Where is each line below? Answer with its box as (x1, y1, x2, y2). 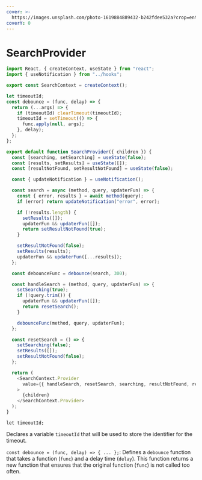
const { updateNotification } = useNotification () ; (11, 176, 144, 182)
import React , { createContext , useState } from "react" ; (6, 66, 155, 72)
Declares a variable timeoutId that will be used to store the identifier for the (6, 430, 193, 437)
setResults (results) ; (17, 248, 71, 255)
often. (6, 467, 21, 475)
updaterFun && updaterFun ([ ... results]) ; (17, 254, 122, 260)
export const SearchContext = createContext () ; (6, 83, 128, 89)
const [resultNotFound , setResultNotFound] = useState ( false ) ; (11, 166, 173, 172)
